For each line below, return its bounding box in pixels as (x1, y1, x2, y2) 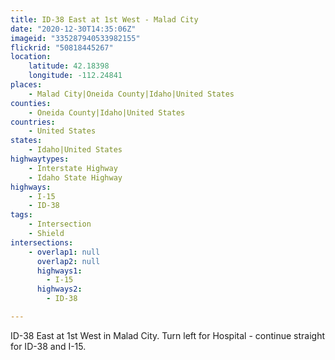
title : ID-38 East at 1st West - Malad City (10, 14, 199, 25)
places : (10, 80, 43, 90)
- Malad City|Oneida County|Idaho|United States (28, 89, 235, 99)
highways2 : (36, 284, 83, 295)
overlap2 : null (36, 256, 101, 266)
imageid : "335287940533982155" (10, 33, 141, 43)
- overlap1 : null (28, 247, 101, 257)
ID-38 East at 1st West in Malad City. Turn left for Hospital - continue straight (10, 329, 325, 341)
